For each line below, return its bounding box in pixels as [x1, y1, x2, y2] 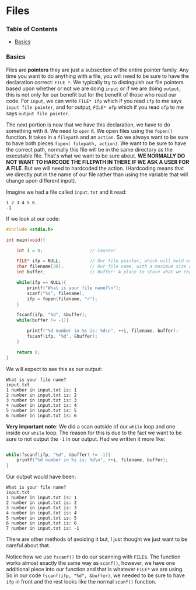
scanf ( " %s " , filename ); [27, 290, 85, 296]
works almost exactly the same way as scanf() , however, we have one [6, 560, 176, 567]
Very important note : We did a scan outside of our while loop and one [6, 423, 176, 430]
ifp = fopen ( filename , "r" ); [27, 296, 98, 302]
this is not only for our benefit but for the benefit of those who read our [6, 91, 177, 98]
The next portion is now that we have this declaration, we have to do [6, 121, 170, 128]
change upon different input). [6, 177, 77, 184]
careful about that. [6, 542, 51, 549]
